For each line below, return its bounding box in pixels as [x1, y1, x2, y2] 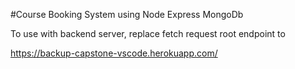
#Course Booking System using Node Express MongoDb [10, 9, 244, 20]
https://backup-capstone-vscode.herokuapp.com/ [10, 47, 218, 59]
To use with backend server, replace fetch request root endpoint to [10, 28, 286, 39]
